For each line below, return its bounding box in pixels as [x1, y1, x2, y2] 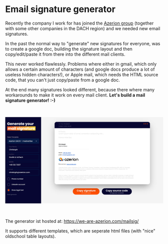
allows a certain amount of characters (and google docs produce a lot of [5, 66, 155, 72]
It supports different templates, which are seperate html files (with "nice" [5, 228, 155, 234]
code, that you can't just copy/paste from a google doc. [5, 77, 120, 83]
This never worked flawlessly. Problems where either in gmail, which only [5, 61, 157, 67]
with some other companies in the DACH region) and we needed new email [5, 25, 160, 31]
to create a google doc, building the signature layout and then [5, 46, 133, 52]
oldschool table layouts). [5, 233, 56, 239]
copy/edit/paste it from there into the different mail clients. [5, 51, 125, 57]
